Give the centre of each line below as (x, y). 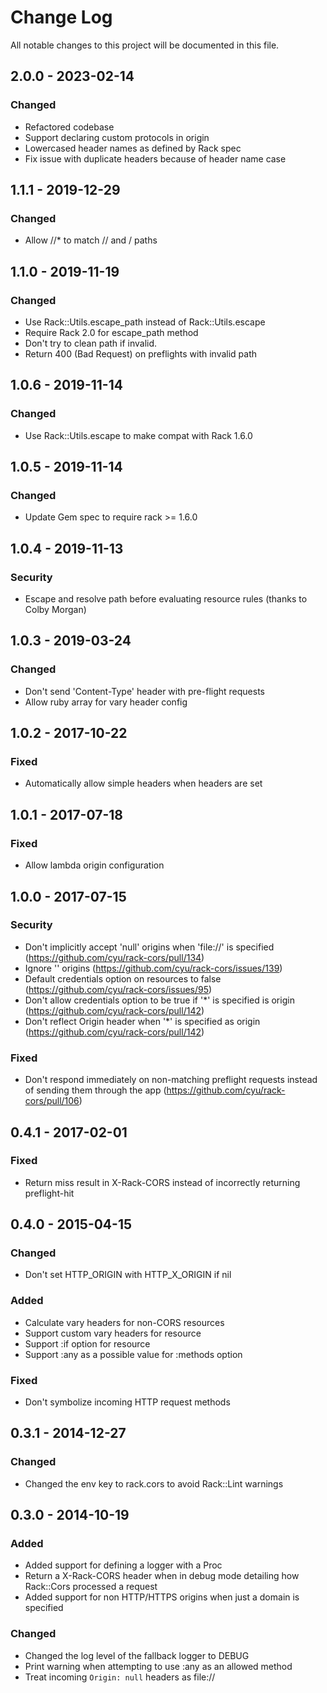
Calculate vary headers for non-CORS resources (124, 1322)
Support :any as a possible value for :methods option (133, 1354)
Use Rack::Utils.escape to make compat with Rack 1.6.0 (138, 435)
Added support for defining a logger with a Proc (123, 1565)
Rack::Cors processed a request (91, 1587)
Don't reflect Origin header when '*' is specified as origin (142, 1021)
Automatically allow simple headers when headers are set (143, 783)
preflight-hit (49, 1193)
